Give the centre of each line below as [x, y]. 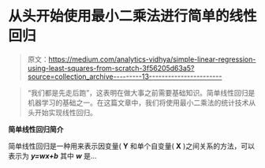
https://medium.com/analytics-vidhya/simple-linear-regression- [152, 59]
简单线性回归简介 [36, 129]
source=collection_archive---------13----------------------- [125, 77]
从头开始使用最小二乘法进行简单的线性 [133, 16]
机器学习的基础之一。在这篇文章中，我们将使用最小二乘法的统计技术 [138, 103]
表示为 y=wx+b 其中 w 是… [52, 155]
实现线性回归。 [73, 112]
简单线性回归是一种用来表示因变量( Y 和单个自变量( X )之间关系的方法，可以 [131, 146]
